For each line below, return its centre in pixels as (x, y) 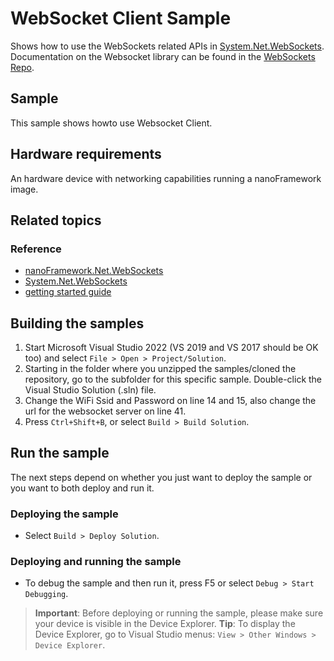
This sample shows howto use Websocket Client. (111, 123)
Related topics (56, 220)
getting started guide (68, 292)
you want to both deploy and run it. (82, 488)
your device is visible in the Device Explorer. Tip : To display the (165, 624)
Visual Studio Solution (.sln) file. (90, 390)
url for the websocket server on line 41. (105, 411)
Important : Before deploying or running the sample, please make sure (179, 613)
